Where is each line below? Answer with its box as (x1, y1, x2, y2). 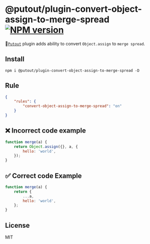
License (5, 221, 30, 230)
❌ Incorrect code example (5, 127, 86, 135)
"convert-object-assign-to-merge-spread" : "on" (23, 104, 122, 109)
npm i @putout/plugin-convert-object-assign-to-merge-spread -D (5, 68, 140, 73)
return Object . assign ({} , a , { (14, 144, 78, 149)
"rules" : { (14, 99, 36, 104)
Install (5, 55, 25, 64)
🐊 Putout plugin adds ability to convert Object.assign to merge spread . (5, 40, 145, 46)
